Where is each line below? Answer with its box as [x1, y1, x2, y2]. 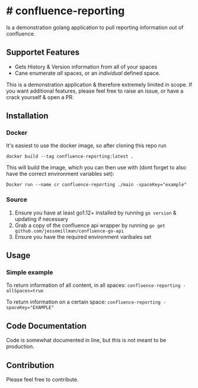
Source [6, 195, 28, 204]
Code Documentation [6, 321, 87, 331]
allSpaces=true [6, 288, 44, 294]
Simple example [6, 269, 53, 277]
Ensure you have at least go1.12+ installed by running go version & [14, 209, 177, 216]
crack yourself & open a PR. [6, 93, 74, 100]
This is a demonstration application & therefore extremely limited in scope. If [6, 81, 193, 88]
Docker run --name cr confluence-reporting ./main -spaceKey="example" [6, 182, 187, 188]
